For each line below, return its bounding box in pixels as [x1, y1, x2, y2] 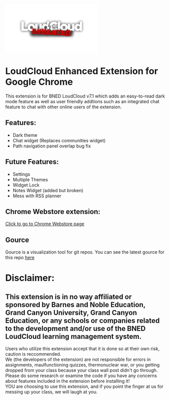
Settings [12, 171, 31, 177]
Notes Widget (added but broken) [12, 187, 83, 193]
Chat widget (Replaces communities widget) [12, 137, 106, 143]
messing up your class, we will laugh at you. [5, 389, 98, 395]
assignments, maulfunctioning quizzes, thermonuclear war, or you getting [5, 362, 160, 368]
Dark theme [12, 132, 38, 138]
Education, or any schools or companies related [5, 316, 160, 325]
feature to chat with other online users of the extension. [5, 104, 122, 110]
